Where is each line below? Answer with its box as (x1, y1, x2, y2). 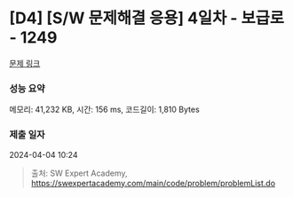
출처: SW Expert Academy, (30, 168, 128, 178)
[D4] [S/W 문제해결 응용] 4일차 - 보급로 (9, 8, 285, 28)
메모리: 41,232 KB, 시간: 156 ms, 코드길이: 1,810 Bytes (9, 104, 200, 115)
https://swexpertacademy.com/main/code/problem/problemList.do (30, 177, 276, 188)
